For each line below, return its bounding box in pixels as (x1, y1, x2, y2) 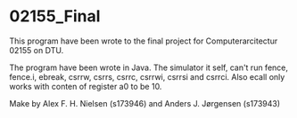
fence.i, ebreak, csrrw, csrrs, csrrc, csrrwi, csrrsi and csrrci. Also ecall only (9, 71, 285, 82)
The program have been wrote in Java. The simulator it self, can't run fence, (9, 62, 288, 73)
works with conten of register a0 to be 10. (9, 81, 162, 91)
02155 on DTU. (9, 44, 64, 55)
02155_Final (9, 6, 101, 27)
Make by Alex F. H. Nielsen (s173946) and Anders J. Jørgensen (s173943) (9, 98, 281, 108)
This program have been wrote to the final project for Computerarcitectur (9, 35, 278, 46)
